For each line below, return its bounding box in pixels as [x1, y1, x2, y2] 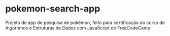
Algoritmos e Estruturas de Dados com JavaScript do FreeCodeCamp [5, 24, 151, 30]
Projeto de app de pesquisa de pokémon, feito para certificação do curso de [5, 19, 165, 25]
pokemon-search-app [5, 3, 100, 14]
